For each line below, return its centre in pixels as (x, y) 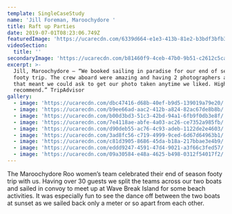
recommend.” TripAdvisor (49, 90)
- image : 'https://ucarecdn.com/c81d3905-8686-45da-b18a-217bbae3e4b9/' (120, 142)
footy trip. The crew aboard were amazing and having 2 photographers (117, 77)
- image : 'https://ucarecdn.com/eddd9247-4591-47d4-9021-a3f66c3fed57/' (120, 148)
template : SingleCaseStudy (46, 13)
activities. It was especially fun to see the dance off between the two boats (114, 195)
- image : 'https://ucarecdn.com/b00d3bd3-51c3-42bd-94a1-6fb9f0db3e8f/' (120, 116)
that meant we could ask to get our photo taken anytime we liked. (113, 84)
